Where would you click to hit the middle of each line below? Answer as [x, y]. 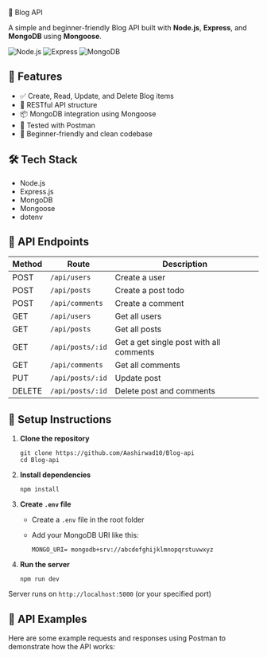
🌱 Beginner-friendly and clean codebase [86, 133]
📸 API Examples [48, 619]
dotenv [31, 217]
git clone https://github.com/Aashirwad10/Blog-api [107, 453]
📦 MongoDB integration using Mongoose [88, 114]
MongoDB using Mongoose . [55, 36]
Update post [138, 378]
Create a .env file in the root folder [88, 520]
